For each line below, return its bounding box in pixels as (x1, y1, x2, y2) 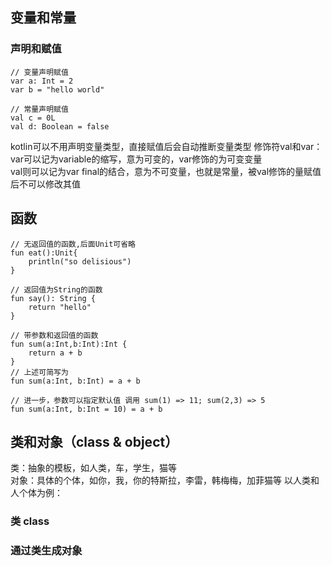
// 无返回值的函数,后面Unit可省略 (10, 239, 136, 249)
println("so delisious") (28, 256, 132, 267)
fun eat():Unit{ (10, 248, 78, 258)
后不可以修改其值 (10, 178, 81, 190)
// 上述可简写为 (10, 367, 69, 377)
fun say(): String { (10, 293, 97, 303)
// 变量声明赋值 (10, 67, 69, 77)
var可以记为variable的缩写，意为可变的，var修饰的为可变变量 (10, 153, 263, 165)
